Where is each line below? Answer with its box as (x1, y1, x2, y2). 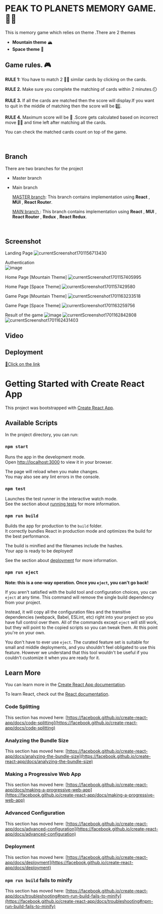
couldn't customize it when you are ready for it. (5, 655, 100, 661)
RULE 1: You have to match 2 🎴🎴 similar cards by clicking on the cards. (5, 76, 147, 82)
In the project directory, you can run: (5, 432, 79, 437)
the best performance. (5, 533, 50, 540)
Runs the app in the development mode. (5, 454, 85, 459)
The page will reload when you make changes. (5, 468, 99, 474)
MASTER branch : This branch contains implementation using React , (12, 194, 150, 200)
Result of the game (5, 312, 43, 318)
